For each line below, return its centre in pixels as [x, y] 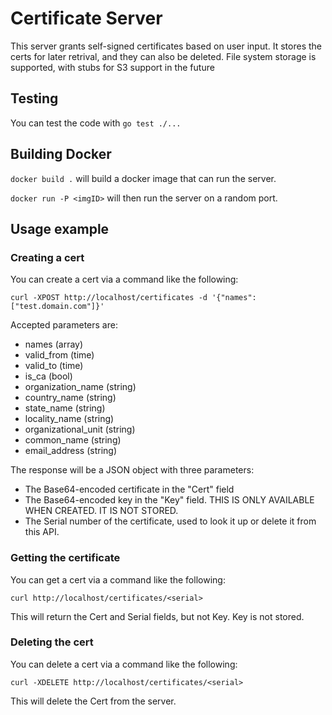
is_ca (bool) [48, 376]
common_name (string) [73, 440]
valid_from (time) [59, 355]
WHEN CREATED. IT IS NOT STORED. [101, 511]
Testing [34, 98]
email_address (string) [71, 451]
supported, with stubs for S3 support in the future [112, 67]
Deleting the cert [52, 642]
